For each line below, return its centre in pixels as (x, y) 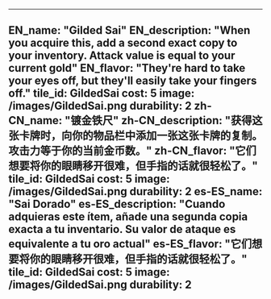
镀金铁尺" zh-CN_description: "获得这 (167, 120)
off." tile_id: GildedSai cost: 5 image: (102, 93)
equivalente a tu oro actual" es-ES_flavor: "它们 (130, 244)
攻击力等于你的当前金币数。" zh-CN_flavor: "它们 (132, 151)
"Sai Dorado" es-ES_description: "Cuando (117, 204)
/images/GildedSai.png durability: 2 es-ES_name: (135, 191)
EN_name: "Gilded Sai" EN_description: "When (129, 30)
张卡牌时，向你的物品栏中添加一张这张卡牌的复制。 (135, 136)
